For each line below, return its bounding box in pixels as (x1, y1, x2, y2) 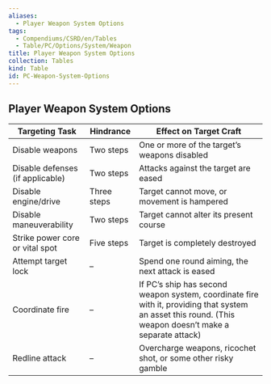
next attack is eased (138, 266, 215, 277)
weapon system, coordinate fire (138, 289, 260, 300)
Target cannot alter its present (138, 209, 253, 221)
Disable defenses (12, 162, 78, 174)
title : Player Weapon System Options (8, 49, 135, 57)
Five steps (89, 238, 129, 249)
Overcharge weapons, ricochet (138, 343, 256, 354)
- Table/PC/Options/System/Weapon (15, 42, 131, 50)
